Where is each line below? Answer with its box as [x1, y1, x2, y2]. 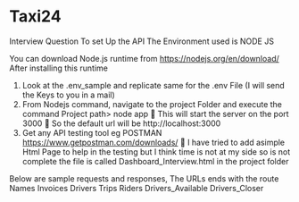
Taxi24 [9, 6, 62, 27]
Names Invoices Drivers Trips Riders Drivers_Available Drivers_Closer [9, 182, 264, 193]
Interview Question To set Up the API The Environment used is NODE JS [9, 36, 275, 46]
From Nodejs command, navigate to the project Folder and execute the [21, 98, 283, 109]
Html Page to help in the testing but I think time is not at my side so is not [21, 146, 291, 157]
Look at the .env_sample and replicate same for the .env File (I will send [21, 80, 286, 90]
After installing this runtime [9, 63, 109, 73]
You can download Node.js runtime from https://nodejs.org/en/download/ [9, 53, 279, 63]
